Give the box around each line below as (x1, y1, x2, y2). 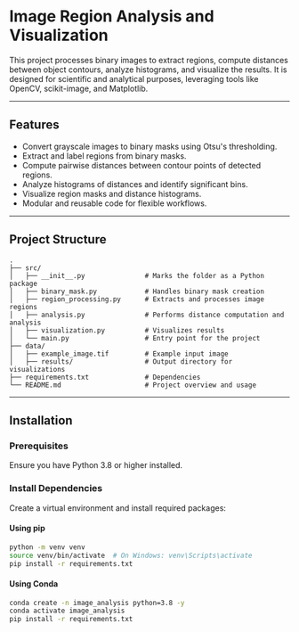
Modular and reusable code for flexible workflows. (21, 198, 207, 209)
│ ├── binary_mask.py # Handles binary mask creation (9, 287, 265, 296)
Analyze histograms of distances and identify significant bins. (21, 178, 248, 189)
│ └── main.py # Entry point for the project (9, 333, 261, 342)
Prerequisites (9, 439, 69, 452)
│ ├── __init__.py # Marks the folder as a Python (9, 271, 265, 280)
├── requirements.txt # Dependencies (9, 373, 201, 382)
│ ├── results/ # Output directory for (9, 357, 233, 366)
